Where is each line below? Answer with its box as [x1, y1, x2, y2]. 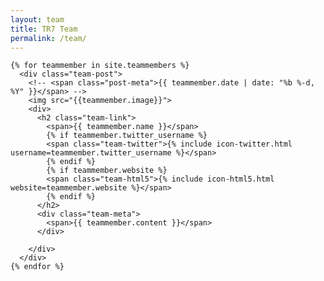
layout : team [10, 14, 65, 25]
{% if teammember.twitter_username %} [46, 131, 208, 141]
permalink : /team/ [10, 33, 87, 43]
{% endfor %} [10, 262, 65, 272]
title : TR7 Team [10, 24, 78, 34]
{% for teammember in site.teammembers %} [10, 61, 190, 71]
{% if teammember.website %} [46, 166, 168, 176]
